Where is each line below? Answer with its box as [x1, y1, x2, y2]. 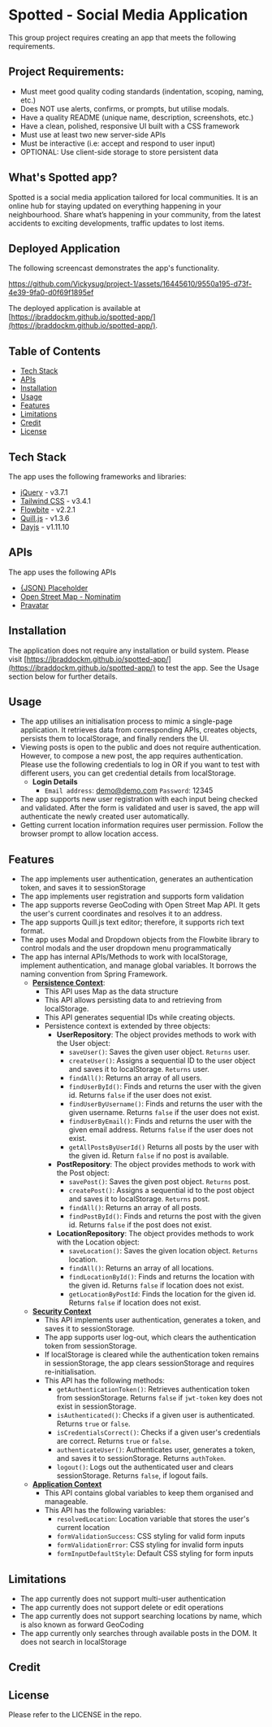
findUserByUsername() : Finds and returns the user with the [68, 1099, 263, 1108]
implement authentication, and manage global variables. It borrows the [19, 960, 257, 970]
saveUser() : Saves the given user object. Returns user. [68, 1047, 250, 1057]
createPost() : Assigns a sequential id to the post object [68, 1186, 255, 1196]
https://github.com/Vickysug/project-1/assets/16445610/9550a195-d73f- [8, 279, 253, 289]
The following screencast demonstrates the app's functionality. [8, 263, 220, 273]
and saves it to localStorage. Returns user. [68, 1065, 209, 1074]
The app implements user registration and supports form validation [19, 891, 244, 901]
